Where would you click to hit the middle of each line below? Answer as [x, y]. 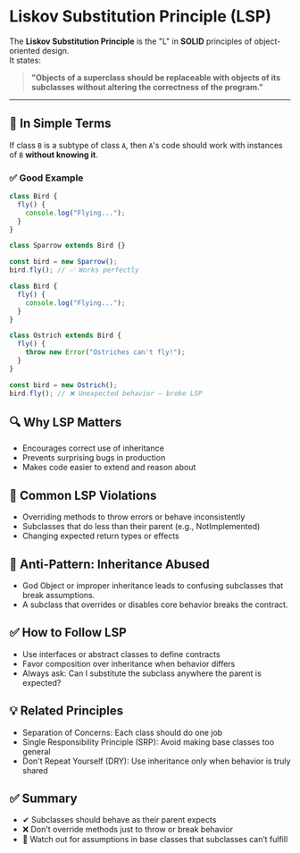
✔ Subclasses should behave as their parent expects [119, 820]
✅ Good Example [46, 178]
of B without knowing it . [54, 155]
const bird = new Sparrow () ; [63, 262]
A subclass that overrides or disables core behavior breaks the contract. [155, 604]
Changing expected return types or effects [101, 536]
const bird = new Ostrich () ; [63, 385]
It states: [25, 60]
